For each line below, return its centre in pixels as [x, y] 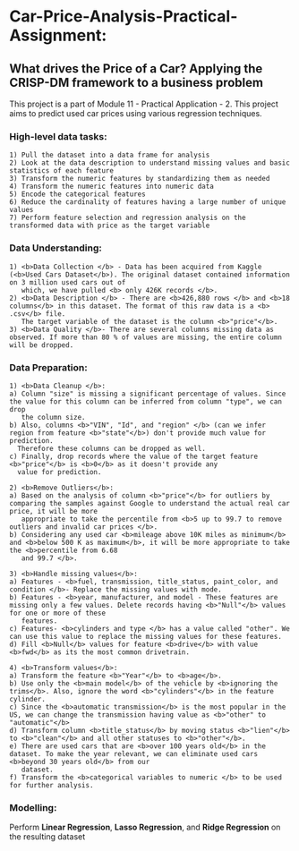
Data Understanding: [56, 248]
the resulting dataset [47, 837]
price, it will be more [54, 511]
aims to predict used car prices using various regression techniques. [136, 113]
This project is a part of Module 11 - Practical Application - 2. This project [144, 104]
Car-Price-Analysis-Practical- [124, 17]
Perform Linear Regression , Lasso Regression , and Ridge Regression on [145, 827]
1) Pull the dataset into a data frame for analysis [110, 155]
